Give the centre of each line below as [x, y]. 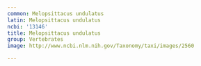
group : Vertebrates [35, 40]
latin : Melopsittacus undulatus [54, 20]
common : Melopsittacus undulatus [56, 14]
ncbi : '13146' [28, 26]
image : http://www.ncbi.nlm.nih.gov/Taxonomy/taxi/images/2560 [101, 46]
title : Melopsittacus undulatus [54, 33]
